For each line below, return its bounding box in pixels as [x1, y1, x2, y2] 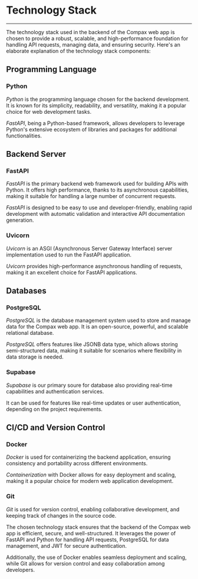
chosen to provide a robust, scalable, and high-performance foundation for [6, 35, 189, 42]
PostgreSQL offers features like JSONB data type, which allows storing [6, 341, 178, 348]
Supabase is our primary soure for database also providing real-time [6, 381, 173, 389]
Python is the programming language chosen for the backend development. [6, 96, 190, 103]
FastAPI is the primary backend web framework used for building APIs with [6, 180, 189, 187]
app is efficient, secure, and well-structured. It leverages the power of [6, 529, 176, 537]
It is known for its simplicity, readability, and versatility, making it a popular [6, 101, 187, 109]
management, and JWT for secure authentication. [6, 542, 127, 549]
